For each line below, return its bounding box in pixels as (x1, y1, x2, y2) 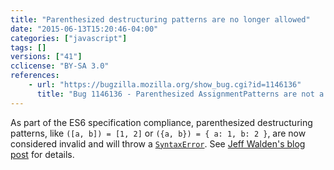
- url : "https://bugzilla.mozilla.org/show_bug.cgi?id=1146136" (28, 80, 302, 90)
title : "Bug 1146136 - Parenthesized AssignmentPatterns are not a (36, 89, 325, 99)
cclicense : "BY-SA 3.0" (10, 61, 110, 71)
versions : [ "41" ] (10, 52, 83, 62)
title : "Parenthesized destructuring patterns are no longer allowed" (10, 14, 311, 25)
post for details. (10, 148, 75, 160)
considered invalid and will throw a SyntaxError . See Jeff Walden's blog (10, 137, 306, 150)
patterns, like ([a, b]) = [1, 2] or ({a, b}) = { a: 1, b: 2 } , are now (10, 127, 307, 139)
